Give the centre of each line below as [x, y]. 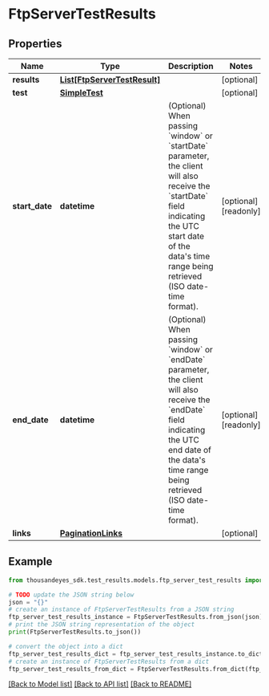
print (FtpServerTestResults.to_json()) [75, 632]
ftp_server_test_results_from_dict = [71, 669]
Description [191, 66]
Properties [35, 44]
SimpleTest [82, 93]
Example [30, 562]
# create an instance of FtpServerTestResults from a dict [109, 661]
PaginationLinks [91, 533]
